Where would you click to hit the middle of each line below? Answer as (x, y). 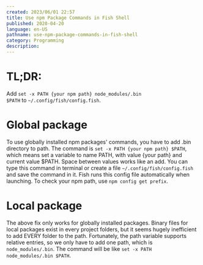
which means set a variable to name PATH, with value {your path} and (94, 155)
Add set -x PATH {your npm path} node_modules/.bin (74, 93)
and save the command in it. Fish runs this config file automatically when (98, 174)
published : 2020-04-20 (35, 23)
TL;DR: (24, 77)
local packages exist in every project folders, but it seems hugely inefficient (102, 229)
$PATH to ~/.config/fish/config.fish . (54, 100)
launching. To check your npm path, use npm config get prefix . (87, 181)
